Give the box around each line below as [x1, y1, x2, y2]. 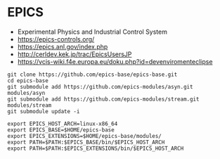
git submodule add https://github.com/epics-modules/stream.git [7, 96, 200, 103]
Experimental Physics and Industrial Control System [17, 27, 167, 36]
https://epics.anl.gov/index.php [17, 42, 108, 51]
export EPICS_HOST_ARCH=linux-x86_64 [7, 120, 118, 127]
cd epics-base [7, 77, 49, 84]
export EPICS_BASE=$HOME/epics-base [7, 126, 115, 134]
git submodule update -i [7, 108, 80, 115]
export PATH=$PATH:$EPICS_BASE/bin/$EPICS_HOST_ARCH [7, 139, 165, 146]
